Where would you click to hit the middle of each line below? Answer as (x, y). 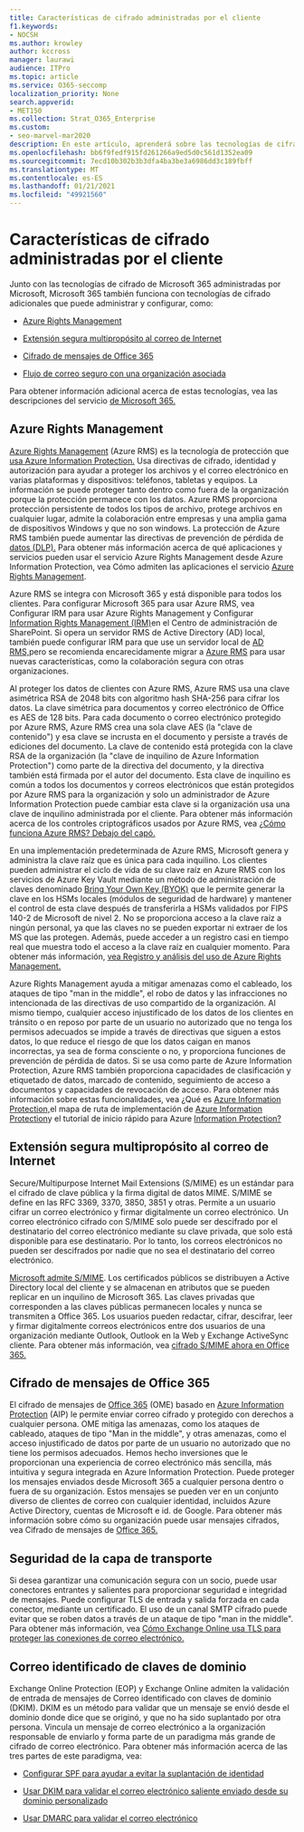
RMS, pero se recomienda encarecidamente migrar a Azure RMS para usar (147, 651)
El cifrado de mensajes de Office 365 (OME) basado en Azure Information (147, 1405)
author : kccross (40, 52)
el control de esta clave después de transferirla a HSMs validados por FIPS (149, 908)
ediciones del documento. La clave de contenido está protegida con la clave (151, 746)
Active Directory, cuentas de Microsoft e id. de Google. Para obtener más (146, 1511)
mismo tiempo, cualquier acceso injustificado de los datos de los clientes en (152, 1013)
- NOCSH (24, 34)
